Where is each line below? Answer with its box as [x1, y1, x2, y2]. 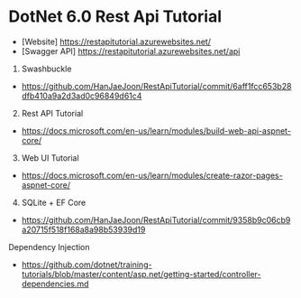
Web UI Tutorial [21, 152, 79, 163]
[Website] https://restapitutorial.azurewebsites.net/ [21, 36, 211, 47]
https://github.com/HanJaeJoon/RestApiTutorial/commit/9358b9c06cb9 [21, 214, 291, 225]
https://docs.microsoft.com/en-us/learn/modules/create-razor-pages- [21, 170, 283, 181]
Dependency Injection [8, 241, 91, 252]
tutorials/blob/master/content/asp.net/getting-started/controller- [21, 268, 261, 279]
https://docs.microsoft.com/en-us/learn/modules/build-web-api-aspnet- [21, 125, 292, 136]
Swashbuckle [21, 63, 72, 74]
